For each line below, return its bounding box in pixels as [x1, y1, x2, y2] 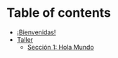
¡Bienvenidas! [16, 28, 56, 36]
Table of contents [6, 5, 112, 21]
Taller [16, 35, 33, 43]
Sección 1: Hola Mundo [27, 43, 94, 51]
